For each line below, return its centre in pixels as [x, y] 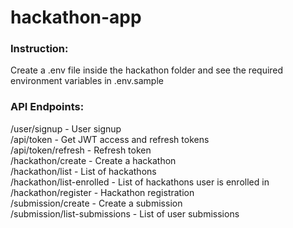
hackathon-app [76, 17]
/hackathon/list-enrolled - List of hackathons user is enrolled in [140, 182]
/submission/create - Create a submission [96, 203]
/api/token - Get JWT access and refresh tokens [110, 139]
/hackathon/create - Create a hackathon [93, 160]
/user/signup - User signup [66, 128]
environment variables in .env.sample [87, 81]
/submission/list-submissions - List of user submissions [125, 213]
